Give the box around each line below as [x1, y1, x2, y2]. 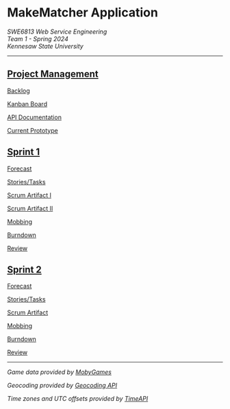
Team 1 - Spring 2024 [7, 34, 68, 42]
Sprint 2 [7, 264, 42, 275]
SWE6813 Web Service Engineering [7, 27, 107, 36]
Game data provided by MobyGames [7, 368, 112, 376]
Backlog [7, 86, 31, 95]
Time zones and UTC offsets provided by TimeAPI [7, 395, 149, 403]
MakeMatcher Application [7, 5, 159, 21]
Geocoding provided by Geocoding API [7, 382, 118, 390]
